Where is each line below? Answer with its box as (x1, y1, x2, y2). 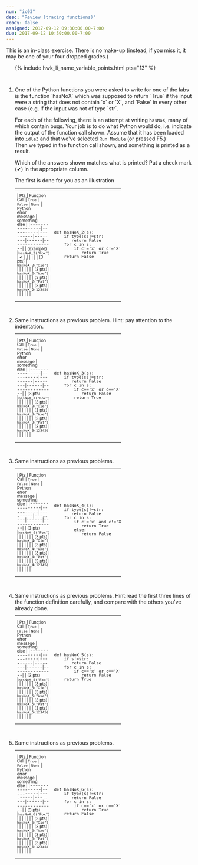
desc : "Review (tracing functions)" (6, 14, 96, 20)
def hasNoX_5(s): (54, 652, 94, 658)
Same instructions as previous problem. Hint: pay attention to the (14, 316, 173, 323)
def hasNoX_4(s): (54, 503, 94, 509)
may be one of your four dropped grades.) (6, 53, 109, 60)
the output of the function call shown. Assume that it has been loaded (14, 129, 184, 136)
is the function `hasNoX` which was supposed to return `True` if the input (14, 93, 192, 100)
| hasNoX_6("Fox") (16, 811, 50, 817)
